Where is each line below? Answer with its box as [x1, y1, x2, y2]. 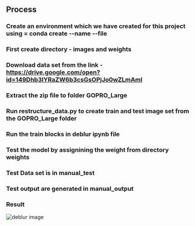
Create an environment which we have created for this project [6, 22, 186, 30]
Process [6, 5, 37, 15]
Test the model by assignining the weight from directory [6, 146, 169, 154]
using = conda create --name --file [6, 29, 107, 37]
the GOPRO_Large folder [6, 114, 77, 122]
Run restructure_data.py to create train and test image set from [6, 107, 189, 115]
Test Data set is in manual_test [6, 169, 95, 177]
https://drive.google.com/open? [6, 69, 101, 77]
